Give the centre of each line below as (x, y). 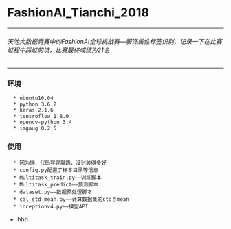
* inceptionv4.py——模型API (51, 206)
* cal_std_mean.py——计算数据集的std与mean (71, 199)
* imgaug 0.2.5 (35, 128)
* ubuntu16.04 (33, 98)
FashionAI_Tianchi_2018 (78, 13)
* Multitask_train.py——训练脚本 (57, 177)
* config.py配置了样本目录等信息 (56, 170)
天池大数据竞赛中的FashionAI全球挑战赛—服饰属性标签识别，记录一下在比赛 (114, 41)
